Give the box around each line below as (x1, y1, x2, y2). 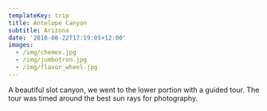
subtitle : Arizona (8, 26, 69, 34)
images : (8, 41, 34, 49)
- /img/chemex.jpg (15, 48, 77, 56)
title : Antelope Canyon (8, 19, 88, 27)
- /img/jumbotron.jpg (15, 56, 88, 64)
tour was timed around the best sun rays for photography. (8, 93, 198, 103)
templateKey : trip (8, 11, 69, 20)
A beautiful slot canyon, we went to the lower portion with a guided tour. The (8, 85, 260, 94)
